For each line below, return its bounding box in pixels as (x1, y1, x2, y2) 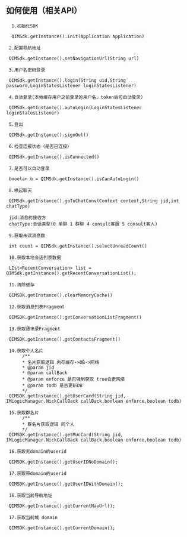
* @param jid (21, 365, 55, 371)
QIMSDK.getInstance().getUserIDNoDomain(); (8, 459, 118, 465)
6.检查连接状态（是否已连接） (8, 143, 72, 149)
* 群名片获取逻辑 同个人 (21, 421, 75, 427)
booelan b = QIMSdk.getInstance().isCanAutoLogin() (8, 175, 140, 182)
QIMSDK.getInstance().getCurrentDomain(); (8, 524, 116, 531)
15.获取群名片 (8, 409, 40, 416)
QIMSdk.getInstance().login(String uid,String (8, 77, 126, 84)
